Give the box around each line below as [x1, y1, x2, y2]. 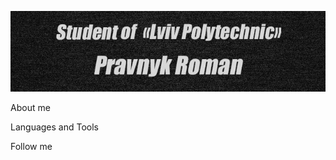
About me [10, 102, 51, 114]
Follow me [10, 141, 53, 153]
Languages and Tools [10, 121, 100, 133]
